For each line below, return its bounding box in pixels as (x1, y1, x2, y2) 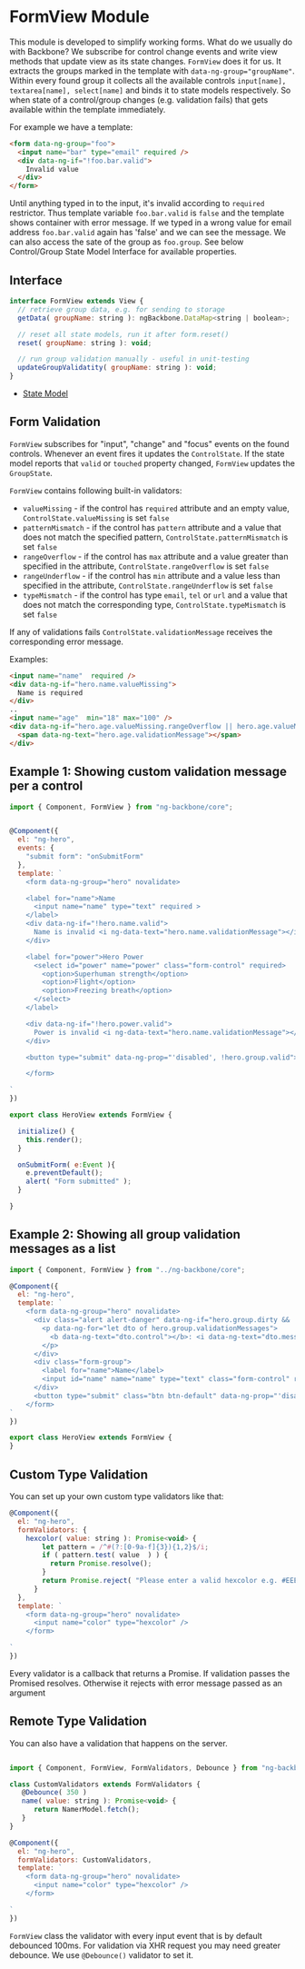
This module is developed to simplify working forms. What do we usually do (9, 36, 293, 47)
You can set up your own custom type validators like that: (9, 1491, 224, 1501)
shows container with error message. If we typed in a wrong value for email (9, 217, 292, 228)
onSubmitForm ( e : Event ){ (17, 1160, 116, 1169)
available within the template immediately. (9, 104, 166, 114)
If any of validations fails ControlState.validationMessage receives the (9, 626, 273, 637)
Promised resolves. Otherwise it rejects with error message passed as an (9, 1677, 283, 1688)
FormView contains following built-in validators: (9, 484, 182, 496)
